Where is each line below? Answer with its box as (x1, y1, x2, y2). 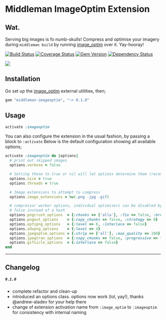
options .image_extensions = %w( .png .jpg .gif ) (9, 194, 110, 199)
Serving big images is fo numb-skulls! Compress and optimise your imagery (5, 36, 160, 42)
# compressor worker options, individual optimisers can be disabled (9, 203, 156, 209)
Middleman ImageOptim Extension (5, 3, 150, 15)
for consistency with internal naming (12, 310, 86, 316)
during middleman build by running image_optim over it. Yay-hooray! (5, 42, 144, 48)
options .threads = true (9, 181, 58, 186)
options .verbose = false (9, 162, 61, 168)
